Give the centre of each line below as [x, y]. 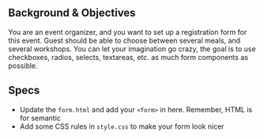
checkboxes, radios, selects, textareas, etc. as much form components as [128, 57]
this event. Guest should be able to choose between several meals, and [124, 40]
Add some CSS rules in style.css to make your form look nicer [122, 126]
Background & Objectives [72, 13]
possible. [23, 66]
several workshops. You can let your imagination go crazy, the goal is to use [132, 49]
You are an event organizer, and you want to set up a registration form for [128, 32]
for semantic [40, 118]
